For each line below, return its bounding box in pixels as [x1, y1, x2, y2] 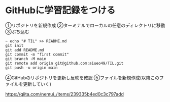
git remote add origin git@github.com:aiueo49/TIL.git [5, 61, 124, 66]
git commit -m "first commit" [5, 52, 70, 57]
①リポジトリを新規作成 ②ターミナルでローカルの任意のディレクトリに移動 [5, 22, 165, 28]
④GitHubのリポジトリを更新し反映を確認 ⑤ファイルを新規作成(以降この [5, 74, 160, 81]
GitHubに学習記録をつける [5, 5, 116, 16]
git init [5, 43, 24, 48]
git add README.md [5, 47, 44, 53]
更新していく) [22, 81, 52, 87]
